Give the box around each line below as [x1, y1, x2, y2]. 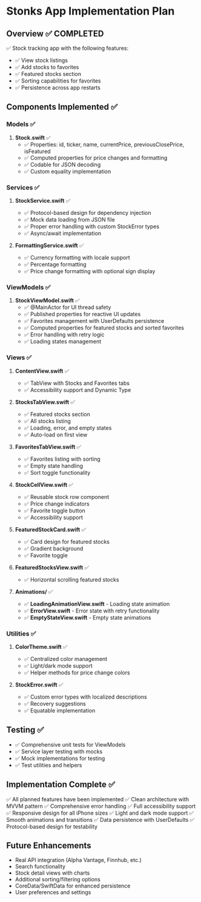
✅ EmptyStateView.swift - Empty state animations [24, 614, 151, 621]
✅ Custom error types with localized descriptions [24, 693, 147, 700]
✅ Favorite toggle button [24, 507, 86, 514]
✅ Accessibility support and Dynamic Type [24, 386, 131, 393]
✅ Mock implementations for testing [15, 754, 105, 762]
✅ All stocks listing [24, 417, 71, 424]
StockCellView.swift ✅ [15, 481, 74, 488]
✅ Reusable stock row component [24, 493, 110, 500]
